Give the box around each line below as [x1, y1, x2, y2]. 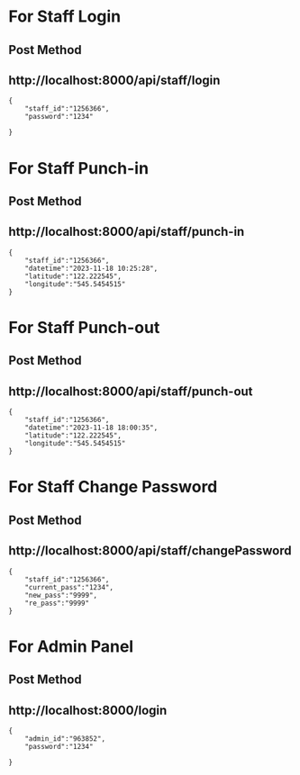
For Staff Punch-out [8, 317, 160, 338]
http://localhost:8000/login [8, 702, 168, 717]
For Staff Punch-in [8, 158, 150, 178]
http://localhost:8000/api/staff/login [8, 72, 221, 87]
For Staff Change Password [8, 477, 218, 497]
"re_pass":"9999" [24, 599, 90, 608]
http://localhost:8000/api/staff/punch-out [8, 383, 253, 399]
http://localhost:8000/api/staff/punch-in [8, 224, 245, 239]
